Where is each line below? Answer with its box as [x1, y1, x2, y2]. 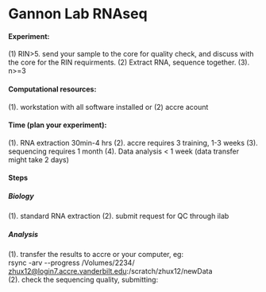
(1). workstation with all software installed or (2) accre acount [8, 102, 209, 111]
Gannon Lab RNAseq [8, 5, 148, 23]
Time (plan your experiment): [8, 120, 107, 130]
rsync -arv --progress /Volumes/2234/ [8, 258, 135, 267]
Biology [8, 191, 34, 201]
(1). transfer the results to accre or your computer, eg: [8, 250, 184, 259]
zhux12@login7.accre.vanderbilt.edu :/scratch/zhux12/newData [8, 267, 213, 276]
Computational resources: [8, 84, 97, 94]
